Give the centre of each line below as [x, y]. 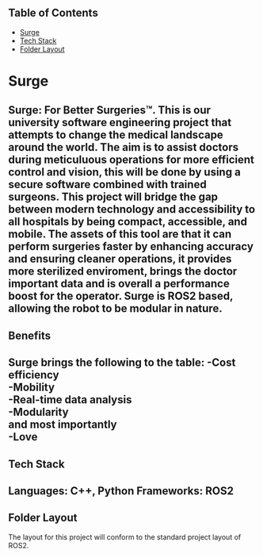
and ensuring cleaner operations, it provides [120, 259]
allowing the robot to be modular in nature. [116, 309]
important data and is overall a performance [119, 284]
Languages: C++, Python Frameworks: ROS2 [121, 491]
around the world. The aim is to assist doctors [124, 147]
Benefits [30, 335]
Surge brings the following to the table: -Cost [122, 363]
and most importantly [63, 425]
